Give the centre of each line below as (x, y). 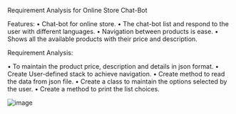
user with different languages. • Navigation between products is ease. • (113, 32)
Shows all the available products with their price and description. (102, 39)
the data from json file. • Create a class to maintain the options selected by (117, 81)
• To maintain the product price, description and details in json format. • (113, 66)
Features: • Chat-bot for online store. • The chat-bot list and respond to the (118, 24)
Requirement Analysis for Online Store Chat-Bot (77, 10)
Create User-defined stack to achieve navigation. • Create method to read (116, 74)
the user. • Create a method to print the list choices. (84, 89)
